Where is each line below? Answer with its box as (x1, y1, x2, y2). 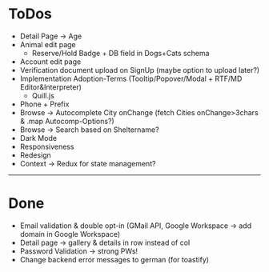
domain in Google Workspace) (19, 229, 121, 238)
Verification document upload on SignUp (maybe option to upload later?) (19, 65, 260, 74)
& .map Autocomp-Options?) (19, 116, 114, 126)
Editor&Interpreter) (19, 82, 82, 92)
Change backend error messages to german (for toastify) (19, 254, 210, 264)
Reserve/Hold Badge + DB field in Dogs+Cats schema (31, 48, 210, 58)
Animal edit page (19, 39, 76, 49)
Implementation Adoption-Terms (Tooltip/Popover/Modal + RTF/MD (19, 74, 243, 83)
